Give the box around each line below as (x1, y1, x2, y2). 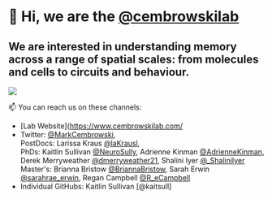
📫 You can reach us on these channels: (8, 102, 142, 112)
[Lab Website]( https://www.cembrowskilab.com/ (19, 121, 183, 131)
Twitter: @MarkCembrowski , (19, 130, 116, 139)
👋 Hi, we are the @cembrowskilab (8, 7, 240, 26)
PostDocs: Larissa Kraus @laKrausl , (19, 138, 140, 148)
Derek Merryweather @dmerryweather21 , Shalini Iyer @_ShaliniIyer (19, 156, 245, 165)
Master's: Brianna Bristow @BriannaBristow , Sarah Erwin (19, 164, 209, 174)
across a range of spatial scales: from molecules (8, 52, 259, 66)
